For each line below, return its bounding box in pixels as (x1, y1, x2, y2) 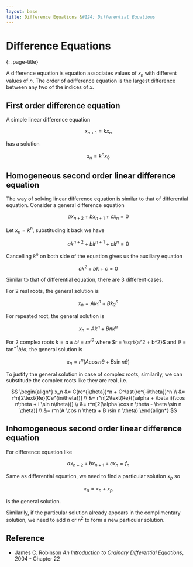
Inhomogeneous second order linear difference (6, 424, 182, 434)
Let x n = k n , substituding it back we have (6, 226, 105, 235)
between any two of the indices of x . (6, 84, 95, 91)
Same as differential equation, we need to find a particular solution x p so (6, 472, 180, 481)
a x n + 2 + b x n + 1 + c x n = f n (67, 459, 130, 468)
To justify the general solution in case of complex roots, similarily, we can (6, 371, 182, 378)
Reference (6, 533, 45, 544)
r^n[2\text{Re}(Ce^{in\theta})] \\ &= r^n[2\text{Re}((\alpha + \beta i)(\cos (11, 395, 185, 401)
